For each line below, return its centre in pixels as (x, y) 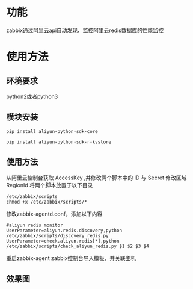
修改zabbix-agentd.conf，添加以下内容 (54, 214)
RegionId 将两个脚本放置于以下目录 (50, 185)
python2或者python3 (32, 96)
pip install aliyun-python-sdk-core (52, 131)
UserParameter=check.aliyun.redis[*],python (63, 241)
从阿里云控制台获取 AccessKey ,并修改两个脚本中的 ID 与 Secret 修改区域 (96, 178)
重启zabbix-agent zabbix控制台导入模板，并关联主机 (71, 258)
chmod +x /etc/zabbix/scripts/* (47, 202)
